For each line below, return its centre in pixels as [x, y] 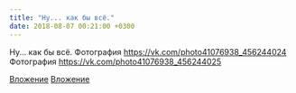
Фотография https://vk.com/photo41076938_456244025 [116, 61]
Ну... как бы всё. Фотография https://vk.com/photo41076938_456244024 [148, 51]
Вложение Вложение [50, 79]
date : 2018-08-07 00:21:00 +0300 [72, 26]
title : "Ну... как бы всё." [62, 18]
